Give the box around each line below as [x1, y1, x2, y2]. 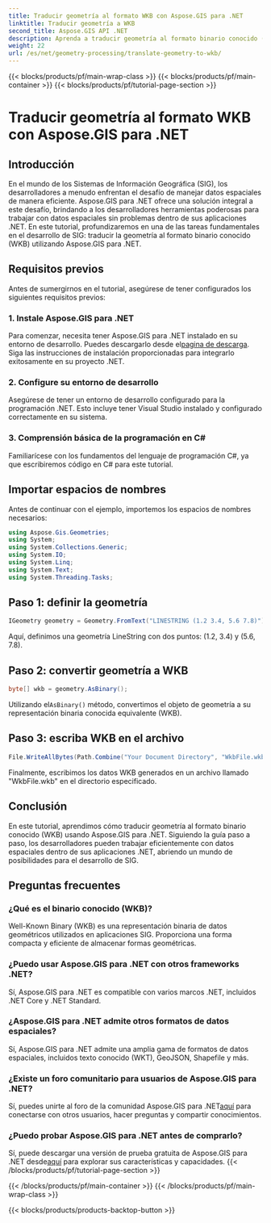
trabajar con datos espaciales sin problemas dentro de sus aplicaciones [8, 213, 248, 223]
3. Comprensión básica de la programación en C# [8, 433, 206, 444]
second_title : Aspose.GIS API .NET [8, 27, 128, 35]
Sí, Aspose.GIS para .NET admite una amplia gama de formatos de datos [8, 1044, 248, 1053]
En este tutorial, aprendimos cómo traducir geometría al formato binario [8, 821, 247, 831]
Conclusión [8, 800, 68, 814]
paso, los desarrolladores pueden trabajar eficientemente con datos [8, 838, 234, 848]
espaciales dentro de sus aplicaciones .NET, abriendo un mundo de [8, 847, 233, 857]
